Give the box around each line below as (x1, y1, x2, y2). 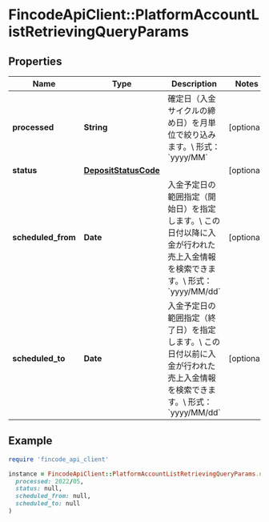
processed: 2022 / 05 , (15, 477, 84, 485)
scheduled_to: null (15, 500, 81, 508)
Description (171, 78, 218, 89)
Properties (8, 54, 62, 68)
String (83, 122, 108, 133)
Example (8, 434, 53, 448)
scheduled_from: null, (15, 492, 91, 500)
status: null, (15, 484, 62, 493)
